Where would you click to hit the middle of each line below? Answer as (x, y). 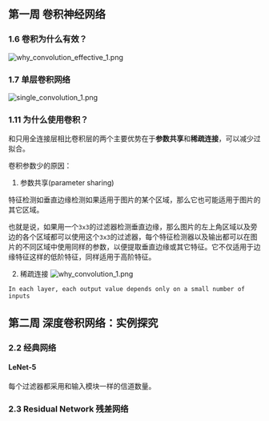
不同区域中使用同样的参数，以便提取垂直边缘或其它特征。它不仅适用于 (138, 247)
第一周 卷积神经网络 (57, 14)
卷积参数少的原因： (40, 166)
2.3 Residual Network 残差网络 (68, 409)
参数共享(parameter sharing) (67, 183)
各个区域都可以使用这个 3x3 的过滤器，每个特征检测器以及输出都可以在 (136, 237)
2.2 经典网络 (32, 347)
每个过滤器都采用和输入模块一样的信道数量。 (82, 386)
